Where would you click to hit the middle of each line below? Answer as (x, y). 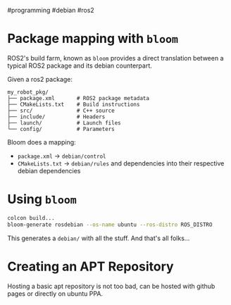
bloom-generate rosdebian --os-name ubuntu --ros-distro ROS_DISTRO (110, 225)
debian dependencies (49, 170)
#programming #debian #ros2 (51, 10)
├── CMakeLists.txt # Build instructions (74, 104)
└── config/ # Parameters (61, 129)
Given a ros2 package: (40, 79)
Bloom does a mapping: (42, 142)
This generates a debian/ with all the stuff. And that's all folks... (99, 238)
